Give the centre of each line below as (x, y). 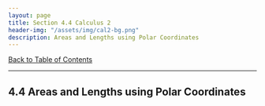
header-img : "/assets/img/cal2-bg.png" (74, 30)
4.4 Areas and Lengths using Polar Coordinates (127, 91)
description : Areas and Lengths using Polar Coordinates (104, 37)
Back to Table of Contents (50, 60)
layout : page (30, 15)
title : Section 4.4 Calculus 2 (60, 23)
